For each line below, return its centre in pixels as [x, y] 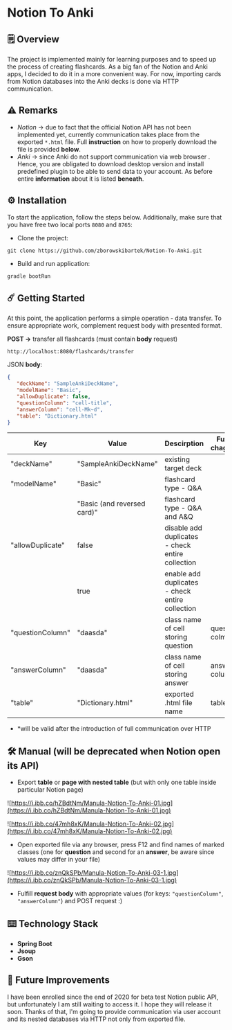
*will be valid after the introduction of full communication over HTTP [114, 729]
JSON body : [25, 364]
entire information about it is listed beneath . [80, 179]
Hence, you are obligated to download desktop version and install [110, 163]
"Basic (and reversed [111, 504]
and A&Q [179, 517]
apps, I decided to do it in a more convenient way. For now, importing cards [114, 74]
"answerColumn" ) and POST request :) [70, 901]
